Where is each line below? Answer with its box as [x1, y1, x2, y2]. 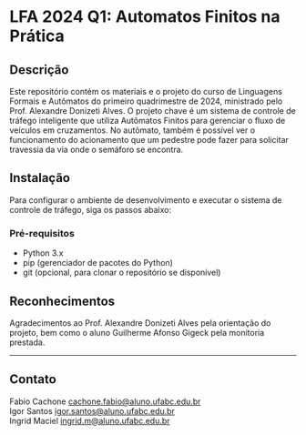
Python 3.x [22, 248, 64, 258]
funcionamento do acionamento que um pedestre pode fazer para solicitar [9, 135, 290, 145]
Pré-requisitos [9, 227, 75, 239]
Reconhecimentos [9, 293, 116, 309]
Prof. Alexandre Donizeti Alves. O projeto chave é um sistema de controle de [9, 106, 296, 116]
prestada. [9, 337, 46, 348]
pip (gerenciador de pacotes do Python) [22, 258, 173, 268]
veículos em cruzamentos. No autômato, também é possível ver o [9, 125, 256, 136]
